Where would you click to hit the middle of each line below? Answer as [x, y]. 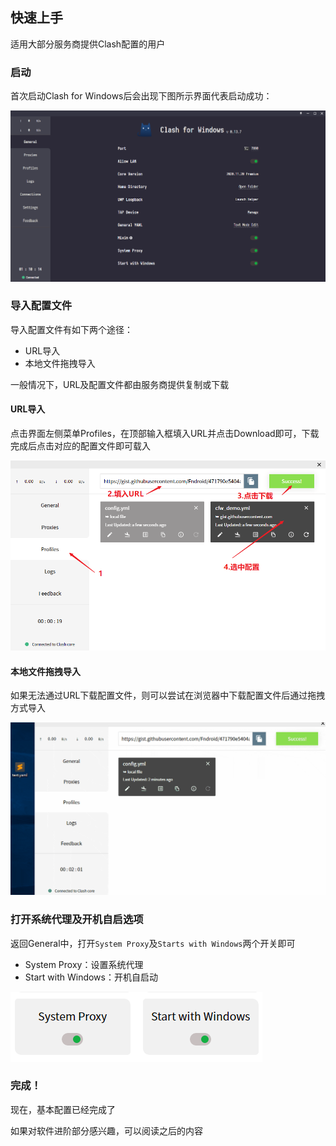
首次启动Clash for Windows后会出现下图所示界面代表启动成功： [141, 96]
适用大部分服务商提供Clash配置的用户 [88, 44]
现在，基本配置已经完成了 [63, 1109]
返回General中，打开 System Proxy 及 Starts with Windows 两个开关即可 [153, 943]
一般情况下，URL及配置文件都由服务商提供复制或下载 [120, 384]
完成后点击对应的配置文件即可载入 [80, 446]
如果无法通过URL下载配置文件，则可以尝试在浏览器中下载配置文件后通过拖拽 [168, 695]
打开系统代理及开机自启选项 [77, 920]
